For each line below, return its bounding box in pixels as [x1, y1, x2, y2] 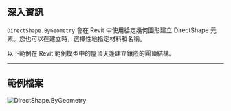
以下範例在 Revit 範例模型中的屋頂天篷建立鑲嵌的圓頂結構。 [7, 49, 175, 57]
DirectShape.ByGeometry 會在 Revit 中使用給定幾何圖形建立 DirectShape [7, 26, 209, 34]
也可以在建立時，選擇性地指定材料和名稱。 [25, 34, 146, 42]
